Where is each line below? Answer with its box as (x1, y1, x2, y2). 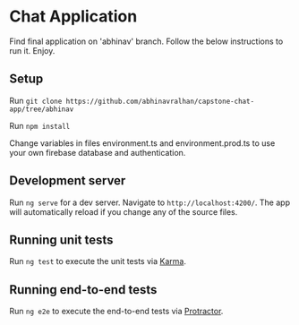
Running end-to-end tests (9, 282, 158, 297)
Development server (9, 173, 126, 189)
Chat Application (9, 6, 138, 27)
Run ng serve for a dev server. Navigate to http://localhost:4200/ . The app (9, 197, 291, 208)
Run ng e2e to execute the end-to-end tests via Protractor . (9, 306, 224, 317)
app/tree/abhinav (9, 105, 74, 114)
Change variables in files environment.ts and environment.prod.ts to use (9, 137, 276, 149)
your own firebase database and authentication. (9, 147, 186, 158)
